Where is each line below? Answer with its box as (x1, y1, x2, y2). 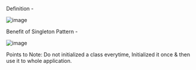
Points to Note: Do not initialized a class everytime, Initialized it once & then (6, 51, 190, 58)
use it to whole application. (6, 58, 72, 64)
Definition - (6, 5, 34, 12)
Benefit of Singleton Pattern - (6, 28, 78, 35)
